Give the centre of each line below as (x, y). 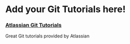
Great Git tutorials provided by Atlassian (48, 36)
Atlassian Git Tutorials (33, 25)
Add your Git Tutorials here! (66, 9)
